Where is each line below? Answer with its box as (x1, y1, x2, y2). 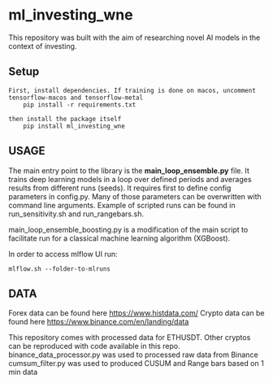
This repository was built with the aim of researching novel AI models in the (8, 33, 261, 42)
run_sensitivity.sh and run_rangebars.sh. (8, 209, 145, 219)
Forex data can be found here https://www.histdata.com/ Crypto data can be (8, 308, 265, 318)
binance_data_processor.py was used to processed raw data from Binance (8, 350, 258, 359)
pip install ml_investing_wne (23, 122, 126, 130)
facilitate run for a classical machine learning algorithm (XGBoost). (8, 233, 231, 243)
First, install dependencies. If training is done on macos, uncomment (8, 86, 256, 94)
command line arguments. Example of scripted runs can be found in (8, 200, 236, 210)
